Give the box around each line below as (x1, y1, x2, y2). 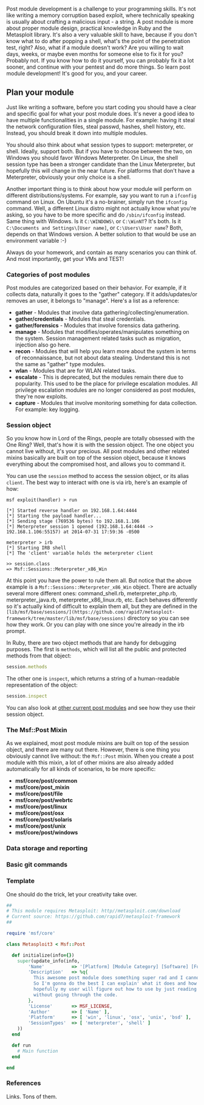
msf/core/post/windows (15, 829, 78, 836)
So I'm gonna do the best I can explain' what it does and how (33, 980, 197, 987)
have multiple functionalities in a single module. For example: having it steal (6, 116, 195, 123)
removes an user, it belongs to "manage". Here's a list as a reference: (6, 297, 180, 305)
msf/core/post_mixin (15, 784, 70, 791)
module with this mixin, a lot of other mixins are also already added (6, 759, 174, 766)
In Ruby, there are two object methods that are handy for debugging (6, 639, 177, 646)
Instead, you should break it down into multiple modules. (6, 129, 148, 136)
